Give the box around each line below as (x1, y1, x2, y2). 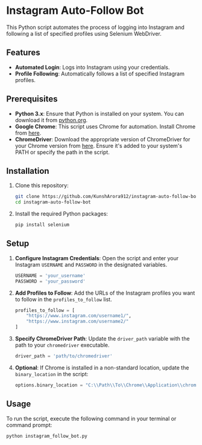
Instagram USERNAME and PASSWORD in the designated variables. (14, 261, 168, 268)
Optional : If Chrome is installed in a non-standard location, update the (14, 363, 189, 371)
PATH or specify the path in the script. (14, 149, 110, 156)
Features (6, 48, 40, 58)
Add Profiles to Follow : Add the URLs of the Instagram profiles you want (14, 289, 195, 296)
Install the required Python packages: (14, 210, 109, 217)
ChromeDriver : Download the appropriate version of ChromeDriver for (14, 135, 191, 142)
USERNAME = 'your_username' (14, 272, 86, 278)
